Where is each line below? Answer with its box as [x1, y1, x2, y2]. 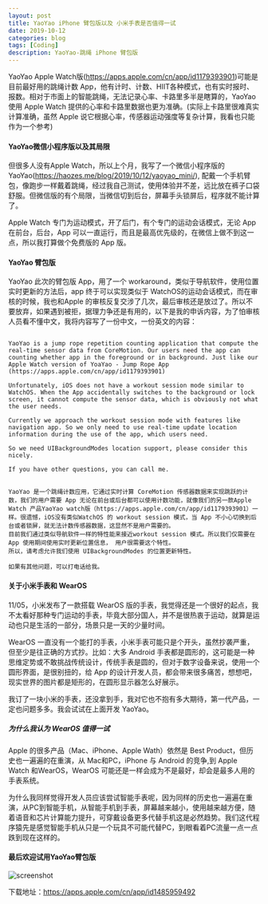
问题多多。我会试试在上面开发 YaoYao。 [22, 704, 154, 714]
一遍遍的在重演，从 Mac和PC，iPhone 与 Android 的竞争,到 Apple [22, 755, 238, 765]
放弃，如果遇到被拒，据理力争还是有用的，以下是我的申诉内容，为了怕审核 [14, 307, 260, 317]
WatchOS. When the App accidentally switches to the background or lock [8, 388, 255, 396]
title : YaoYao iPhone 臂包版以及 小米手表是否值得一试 [8, 19, 176, 27]
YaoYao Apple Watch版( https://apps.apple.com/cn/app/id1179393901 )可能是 [8, 72, 259, 81]
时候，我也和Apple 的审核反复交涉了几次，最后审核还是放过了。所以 [22, 297, 246, 306]
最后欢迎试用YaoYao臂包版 [8, 852, 97, 862]
